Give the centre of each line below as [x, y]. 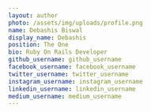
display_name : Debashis [47, 37]
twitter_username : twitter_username [68, 74]
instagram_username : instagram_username [76, 81]
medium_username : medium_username [65, 96]
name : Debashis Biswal [45, 30]
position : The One [38, 45]
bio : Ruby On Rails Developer [58, 52]
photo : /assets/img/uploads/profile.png [76, 23]
